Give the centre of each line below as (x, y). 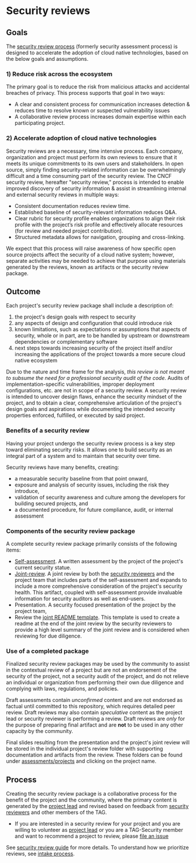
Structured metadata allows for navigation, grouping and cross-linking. (100, 237)
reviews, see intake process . (40, 854)
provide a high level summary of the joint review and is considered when (102, 630)
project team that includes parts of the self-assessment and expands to (101, 580)
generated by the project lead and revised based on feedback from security (97, 806)
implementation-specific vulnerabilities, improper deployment (80, 384)
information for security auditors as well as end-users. (80, 599)
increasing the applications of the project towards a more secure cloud (100, 354)
